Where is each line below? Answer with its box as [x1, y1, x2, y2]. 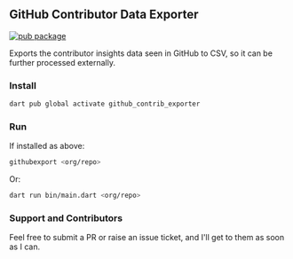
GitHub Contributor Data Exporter [9, 7, 199, 22]
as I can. [9, 241, 41, 252]
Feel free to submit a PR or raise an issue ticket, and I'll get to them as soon [9, 232, 285, 243]
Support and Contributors [9, 212, 123, 224]
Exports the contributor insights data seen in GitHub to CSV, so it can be [9, 48, 273, 59]
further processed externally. [9, 57, 115, 67]
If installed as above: [9, 141, 85, 152]
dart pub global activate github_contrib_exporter [9, 99, 201, 109]
